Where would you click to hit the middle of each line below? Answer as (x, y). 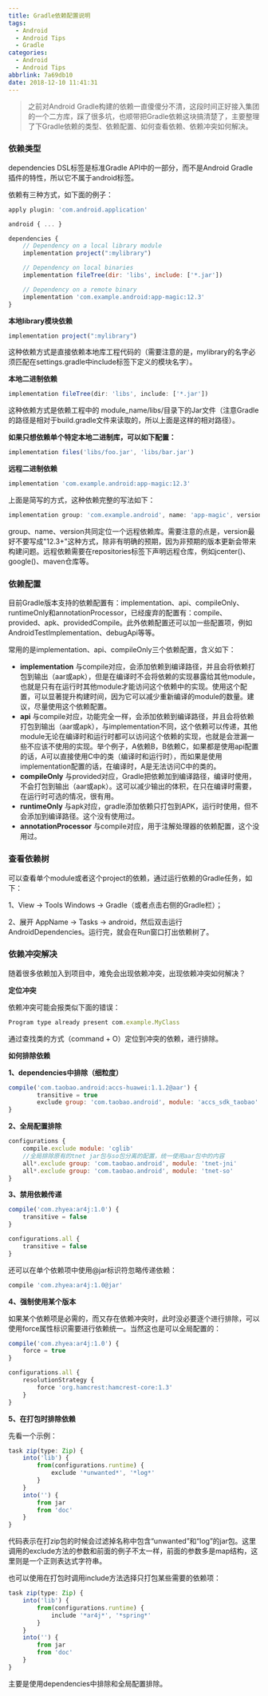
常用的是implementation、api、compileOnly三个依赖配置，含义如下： (122, 650)
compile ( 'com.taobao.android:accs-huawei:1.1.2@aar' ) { (103, 1087)
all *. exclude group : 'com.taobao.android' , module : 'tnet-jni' (130, 1163)
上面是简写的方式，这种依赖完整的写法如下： (82, 500)
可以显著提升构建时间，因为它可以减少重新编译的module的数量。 (140, 697)
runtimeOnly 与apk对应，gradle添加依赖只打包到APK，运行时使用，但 (135, 806)
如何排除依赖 (29, 1055)
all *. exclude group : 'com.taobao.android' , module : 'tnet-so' (128, 1171)
